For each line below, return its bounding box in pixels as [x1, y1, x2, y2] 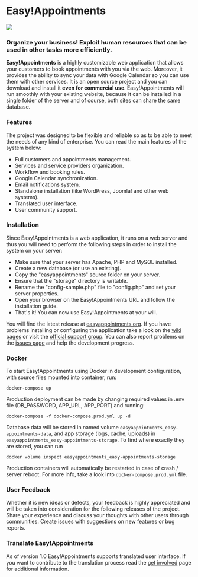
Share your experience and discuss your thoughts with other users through [6, 512, 189, 519]
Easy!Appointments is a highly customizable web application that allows [6, 59, 184, 66]
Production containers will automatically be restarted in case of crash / [6, 464, 178, 472]
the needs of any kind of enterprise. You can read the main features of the [6, 138, 187, 145]
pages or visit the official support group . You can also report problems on [6, 333, 185, 340]
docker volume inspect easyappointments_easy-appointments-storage [6, 454, 176, 460]
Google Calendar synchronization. [14, 174, 98, 181]
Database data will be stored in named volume [6, 424, 119, 431]
